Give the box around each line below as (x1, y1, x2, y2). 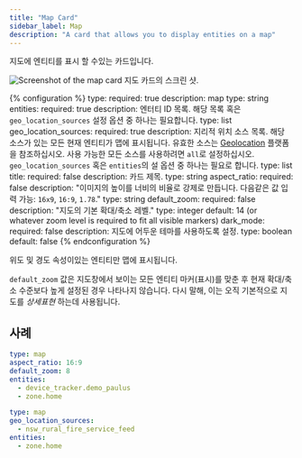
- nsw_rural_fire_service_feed (17, 425, 135, 434)
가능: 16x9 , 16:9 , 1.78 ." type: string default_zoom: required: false (18, 194, 256, 205)
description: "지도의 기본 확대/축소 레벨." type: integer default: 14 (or (9, 205, 258, 216)
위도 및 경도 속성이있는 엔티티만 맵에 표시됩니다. (9, 254, 178, 266)
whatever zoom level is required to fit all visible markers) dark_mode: (9, 215, 265, 226)
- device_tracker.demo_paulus (17, 383, 131, 392)
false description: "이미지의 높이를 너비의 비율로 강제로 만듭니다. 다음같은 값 (9, 182, 279, 194)
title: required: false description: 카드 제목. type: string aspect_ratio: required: (9, 171, 294, 182)
